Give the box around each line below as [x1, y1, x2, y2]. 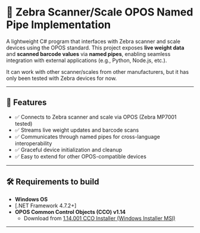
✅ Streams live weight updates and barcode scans [14, 126, 139, 133]
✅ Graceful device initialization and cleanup [14, 146, 123, 153]
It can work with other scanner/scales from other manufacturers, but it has [6, 68, 189, 75]
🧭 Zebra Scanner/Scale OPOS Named [6, 5, 193, 19]
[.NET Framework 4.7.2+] [14, 202, 77, 209]
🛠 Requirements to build [6, 177, 99, 187]
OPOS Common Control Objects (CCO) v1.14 [14, 208, 126, 215]
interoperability [14, 139, 52, 147]
